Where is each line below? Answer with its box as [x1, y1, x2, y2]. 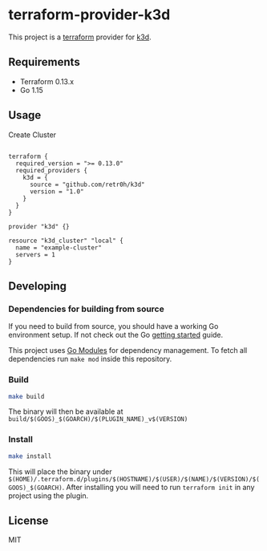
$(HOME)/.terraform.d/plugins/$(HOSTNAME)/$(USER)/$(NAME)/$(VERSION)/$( [8, 475, 261, 483]
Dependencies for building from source [8, 303, 164, 314]
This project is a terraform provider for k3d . [8, 32, 152, 42]
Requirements [8, 55, 80, 69]
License [8, 513, 49, 527]
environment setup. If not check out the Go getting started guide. [8, 330, 224, 340]
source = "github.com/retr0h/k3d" [29, 180, 146, 188]
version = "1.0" [29, 187, 84, 196]
